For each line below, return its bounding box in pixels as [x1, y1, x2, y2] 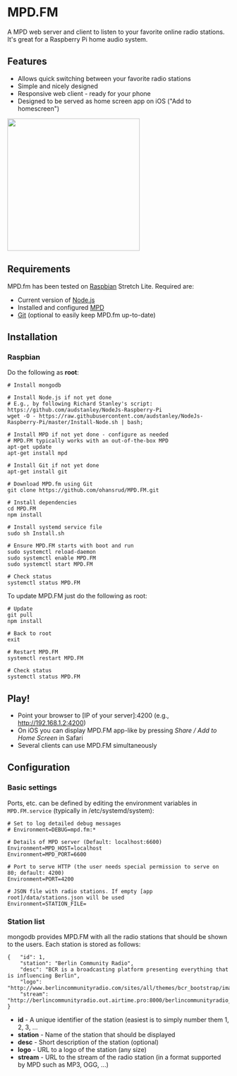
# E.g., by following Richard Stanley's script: [7, 400, 153, 408]
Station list [7, 917, 45, 926]
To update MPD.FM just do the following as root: [7, 592, 147, 600]
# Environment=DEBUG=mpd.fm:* [7, 826, 97, 833]
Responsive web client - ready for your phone [17, 89, 152, 97]
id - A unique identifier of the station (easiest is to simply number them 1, [17, 1015, 229, 1024]
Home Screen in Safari [17, 734, 83, 742]
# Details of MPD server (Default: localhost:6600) [7, 838, 162, 845]
